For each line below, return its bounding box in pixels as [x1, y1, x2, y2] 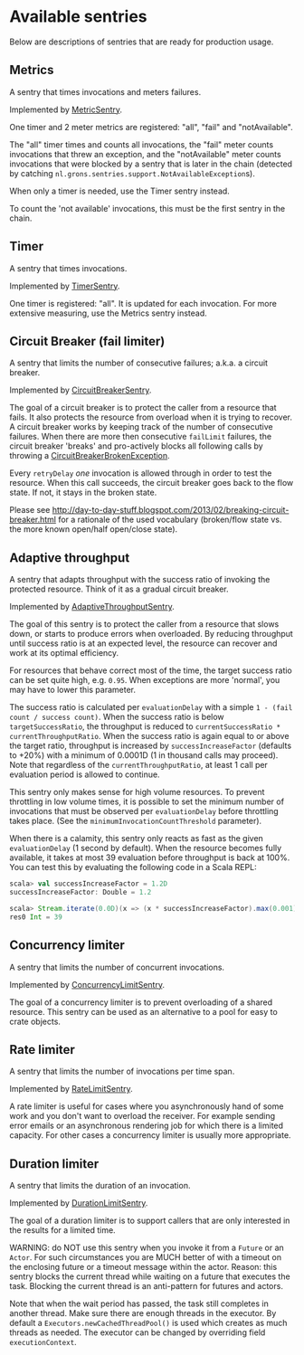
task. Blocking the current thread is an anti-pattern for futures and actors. [9, 1281, 283, 1292]
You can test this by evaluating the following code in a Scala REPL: [9, 862, 257, 873]
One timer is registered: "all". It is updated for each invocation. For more [9, 298, 278, 308]
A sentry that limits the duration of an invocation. [9, 1180, 191, 1191]
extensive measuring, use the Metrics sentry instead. [9, 308, 208, 318]
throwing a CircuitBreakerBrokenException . [9, 450, 170, 461]
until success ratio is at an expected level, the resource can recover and [9, 638, 278, 649]
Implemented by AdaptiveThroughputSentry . [9, 602, 175, 612]
